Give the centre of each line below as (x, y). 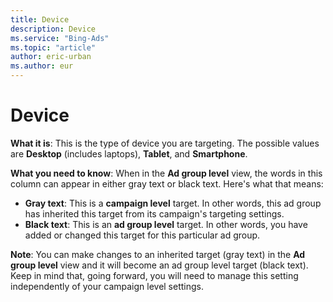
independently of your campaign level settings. (107, 286)
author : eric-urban (51, 57)
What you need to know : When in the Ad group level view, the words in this (166, 173)
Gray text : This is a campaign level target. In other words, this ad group (173, 203)
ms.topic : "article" (53, 47)
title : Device (40, 19)
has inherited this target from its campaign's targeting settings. (154, 213)
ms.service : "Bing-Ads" (60, 38)
